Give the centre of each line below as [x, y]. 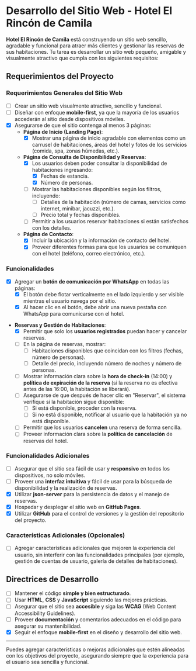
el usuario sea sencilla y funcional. [48, 662]
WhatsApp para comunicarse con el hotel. [73, 313]
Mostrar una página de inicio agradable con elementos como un [108, 138]
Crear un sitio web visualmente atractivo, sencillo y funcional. [88, 106]
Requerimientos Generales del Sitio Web [64, 93]
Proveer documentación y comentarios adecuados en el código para [98, 619]
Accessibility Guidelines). [45, 613]
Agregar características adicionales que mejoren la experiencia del [95, 548]
